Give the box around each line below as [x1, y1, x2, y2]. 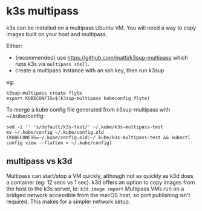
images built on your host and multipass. [6, 30, 108, 37]
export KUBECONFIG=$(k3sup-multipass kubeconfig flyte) [6, 95, 150, 101]
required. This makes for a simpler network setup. [6, 198, 131, 205]
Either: [6, 42, 23, 49]
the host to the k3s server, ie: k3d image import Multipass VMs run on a [6, 185, 184, 192]
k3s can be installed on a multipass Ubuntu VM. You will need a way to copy [6, 24, 197, 31]
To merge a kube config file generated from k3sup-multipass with [6, 105, 171, 113]
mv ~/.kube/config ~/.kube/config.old [6, 129, 104, 135]
